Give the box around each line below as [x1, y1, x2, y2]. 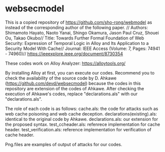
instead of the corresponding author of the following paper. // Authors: [5, 24, 148, 30]
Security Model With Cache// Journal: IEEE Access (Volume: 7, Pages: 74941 [5, 45, 160, 51]
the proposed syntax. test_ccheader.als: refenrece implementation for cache [5, 121, 160, 127]
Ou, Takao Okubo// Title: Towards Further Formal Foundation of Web [5, 35, 144, 41]
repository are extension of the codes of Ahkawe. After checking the [5, 85, 144, 91]
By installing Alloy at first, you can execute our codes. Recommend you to [5, 70, 155, 76]
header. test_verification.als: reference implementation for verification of [5, 126, 152, 132]
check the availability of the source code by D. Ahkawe [5, 75, 117, 81]
